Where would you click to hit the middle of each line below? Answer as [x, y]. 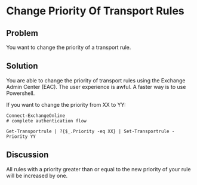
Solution [22, 66]
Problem [22, 33]
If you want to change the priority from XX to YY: [66, 104]
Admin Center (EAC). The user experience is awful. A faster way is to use [96, 87]
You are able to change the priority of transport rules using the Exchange [96, 80]
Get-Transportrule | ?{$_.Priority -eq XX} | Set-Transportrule [88, 131]
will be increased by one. [37, 175]
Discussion [27, 155]
